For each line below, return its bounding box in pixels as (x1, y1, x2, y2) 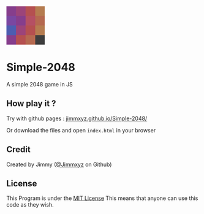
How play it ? (6, 98, 56, 109)
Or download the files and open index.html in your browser (6, 126, 156, 134)
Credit (6, 144, 31, 155)
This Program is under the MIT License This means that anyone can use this (6, 194, 198, 202)
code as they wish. (6, 201, 54, 208)
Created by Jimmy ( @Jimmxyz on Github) (6, 161, 112, 168)
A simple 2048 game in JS (6, 80, 74, 88)
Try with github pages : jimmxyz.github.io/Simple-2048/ (6, 115, 148, 122)
